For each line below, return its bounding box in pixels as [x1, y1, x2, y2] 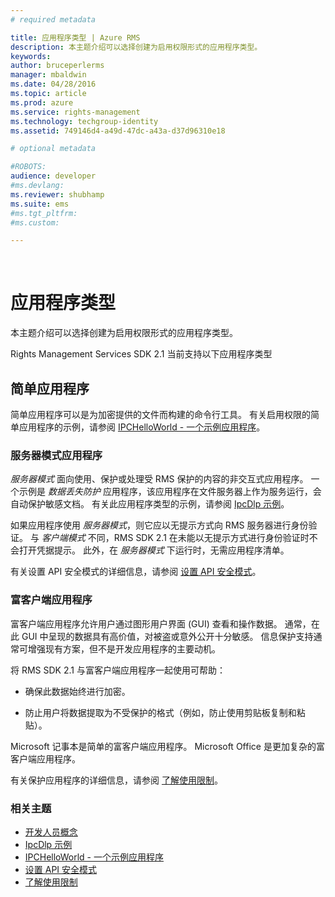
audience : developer [10, 171, 97, 181]
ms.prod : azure [10, 97, 74, 108]
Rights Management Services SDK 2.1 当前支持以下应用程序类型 [10, 348, 273, 360]
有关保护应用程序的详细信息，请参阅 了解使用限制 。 [10, 774, 223, 786]
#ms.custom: [10, 217, 60, 228]
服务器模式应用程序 [10, 448, 103, 462]
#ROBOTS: [10, 162, 47, 172]
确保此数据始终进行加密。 [24, 685, 131, 697]
